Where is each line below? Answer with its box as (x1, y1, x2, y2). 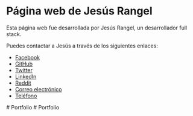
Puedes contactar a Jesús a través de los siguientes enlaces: (6, 42, 159, 49)
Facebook (14, 53, 40, 61)
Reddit (14, 79, 31, 87)
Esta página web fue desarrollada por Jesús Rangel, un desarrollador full (6, 24, 188, 31)
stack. (6, 30, 22, 37)
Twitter (14, 66, 33, 73)
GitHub (14, 60, 33, 67)
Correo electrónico (14, 85, 62, 93)
